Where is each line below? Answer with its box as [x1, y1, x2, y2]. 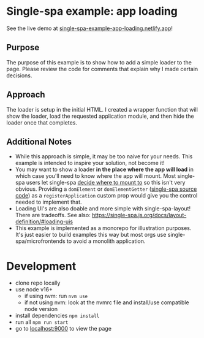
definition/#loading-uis [15, 218, 74, 225]
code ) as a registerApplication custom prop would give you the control [15, 192, 198, 199]
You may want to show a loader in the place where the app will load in [15, 166, 194, 173]
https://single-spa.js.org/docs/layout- [91, 212, 187, 219]
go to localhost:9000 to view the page [15, 325, 112, 332]
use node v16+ [15, 286, 53, 293]
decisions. [6, 72, 32, 79]
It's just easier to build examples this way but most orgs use [15, 231, 167, 239]
